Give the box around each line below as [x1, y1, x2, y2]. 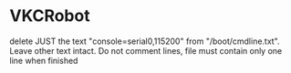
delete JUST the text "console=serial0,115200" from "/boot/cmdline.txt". [9, 36, 280, 47]
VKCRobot [9, 5, 90, 26]
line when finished [9, 55, 78, 66]
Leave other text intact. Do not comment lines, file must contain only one [9, 45, 283, 56]
